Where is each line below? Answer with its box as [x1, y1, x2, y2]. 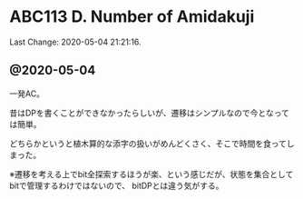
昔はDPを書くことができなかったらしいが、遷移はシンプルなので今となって [9, 107, 290, 118]
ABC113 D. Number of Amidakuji [9, 6, 255, 27]
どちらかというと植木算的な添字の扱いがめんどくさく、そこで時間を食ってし [9, 138, 295, 149]
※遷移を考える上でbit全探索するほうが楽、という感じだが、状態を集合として [9, 168, 294, 179]
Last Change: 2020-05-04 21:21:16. [9, 36, 142, 47]
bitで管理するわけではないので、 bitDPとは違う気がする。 [9, 180, 224, 191]
